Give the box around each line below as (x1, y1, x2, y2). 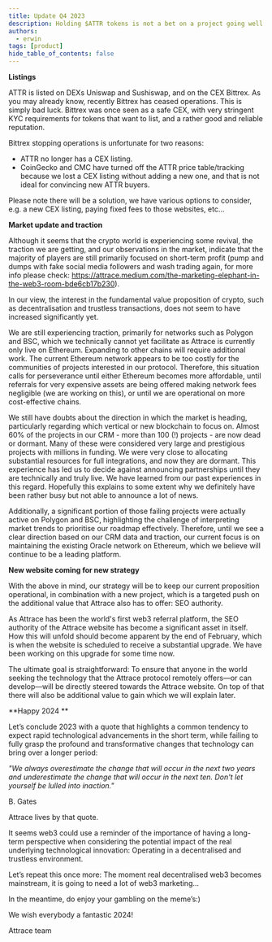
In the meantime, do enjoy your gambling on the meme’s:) (8, 894, 201, 904)
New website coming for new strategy (8, 565, 140, 574)
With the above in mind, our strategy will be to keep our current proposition (8, 581, 260, 591)
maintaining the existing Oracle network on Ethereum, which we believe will (8, 541, 261, 550)
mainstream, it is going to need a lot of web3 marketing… (8, 879, 200, 887)
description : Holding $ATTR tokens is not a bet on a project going (8, 20, 245, 28)
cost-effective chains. (8, 397, 82, 407)
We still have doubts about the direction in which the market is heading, (8, 412, 248, 422)
